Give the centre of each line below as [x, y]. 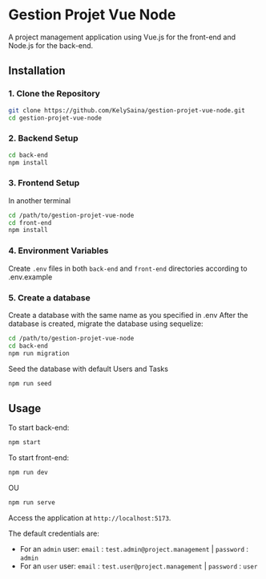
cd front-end [30, 222]
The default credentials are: [54, 533]
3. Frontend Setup [44, 183]
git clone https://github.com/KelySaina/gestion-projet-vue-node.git [127, 110]
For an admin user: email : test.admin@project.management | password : [134, 548]
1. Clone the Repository [54, 94]
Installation [37, 71]
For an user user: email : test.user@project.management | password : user [139, 566]
